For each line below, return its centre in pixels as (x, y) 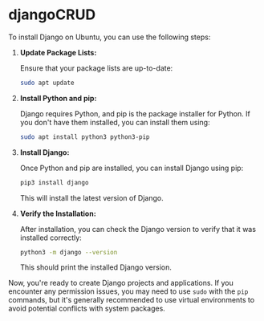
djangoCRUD (52, 15)
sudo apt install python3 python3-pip (85, 137)
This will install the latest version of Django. (91, 197)
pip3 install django (54, 182)
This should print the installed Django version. (96, 267)
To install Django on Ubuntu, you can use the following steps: (110, 37)
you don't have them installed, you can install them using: (115, 122)
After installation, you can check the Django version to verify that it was (138, 229)
